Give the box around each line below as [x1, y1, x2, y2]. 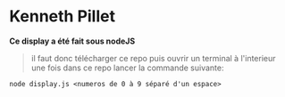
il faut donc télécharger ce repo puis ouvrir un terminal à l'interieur [30, 53, 276, 63]
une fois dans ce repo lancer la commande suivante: [30, 62, 224, 73]
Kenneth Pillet [9, 6, 116, 27]
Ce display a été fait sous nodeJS [9, 36, 136, 46]
